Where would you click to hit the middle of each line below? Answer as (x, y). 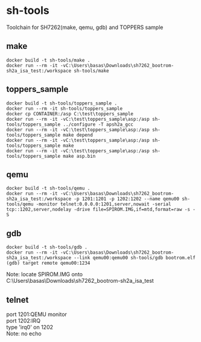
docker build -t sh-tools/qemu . (48, 189)
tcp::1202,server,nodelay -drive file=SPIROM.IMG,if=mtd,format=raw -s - (101, 210)
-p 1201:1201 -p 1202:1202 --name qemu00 (126, 199)
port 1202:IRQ (24, 321)
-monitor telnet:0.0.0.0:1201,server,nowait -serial (104, 204)
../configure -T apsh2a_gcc (98, 124)
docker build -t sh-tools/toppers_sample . (62, 103)
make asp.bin (79, 156)
